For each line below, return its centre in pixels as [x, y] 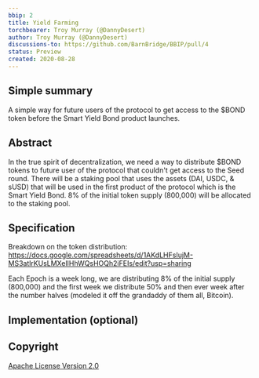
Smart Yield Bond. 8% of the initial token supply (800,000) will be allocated [129, 195]
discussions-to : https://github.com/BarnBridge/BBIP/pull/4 [109, 45]
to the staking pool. [39, 203]
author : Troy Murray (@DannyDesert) [68, 37]
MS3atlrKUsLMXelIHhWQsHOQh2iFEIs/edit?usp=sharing [100, 264]
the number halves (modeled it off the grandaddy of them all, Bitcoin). [121, 296]
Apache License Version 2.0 [54, 365]
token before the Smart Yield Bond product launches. [94, 118]
